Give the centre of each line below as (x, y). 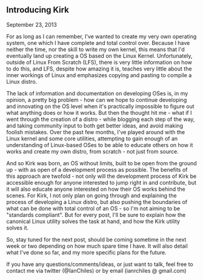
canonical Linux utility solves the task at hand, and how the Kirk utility (93, 221)
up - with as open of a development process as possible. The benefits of (97, 169)
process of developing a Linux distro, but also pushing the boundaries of (97, 202)
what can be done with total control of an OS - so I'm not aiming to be (93, 208)
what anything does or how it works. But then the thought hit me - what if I (99, 112)
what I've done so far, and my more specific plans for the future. (86, 252)
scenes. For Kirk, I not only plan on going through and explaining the (92, 195)
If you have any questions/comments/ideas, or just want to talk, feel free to (100, 264)
